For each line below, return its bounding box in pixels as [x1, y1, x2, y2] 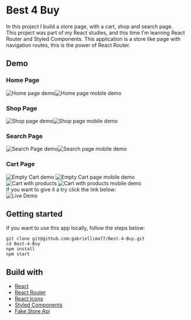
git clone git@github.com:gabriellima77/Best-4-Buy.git [6, 236, 145, 242]
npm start [6, 251, 30, 257]
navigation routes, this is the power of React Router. [6, 42, 130, 49]
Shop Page [6, 104, 38, 112]
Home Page [6, 76, 40, 84]
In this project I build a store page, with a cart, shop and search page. [6, 23, 173, 30]
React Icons [14, 295, 44, 302]
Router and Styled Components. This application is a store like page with [6, 35, 181, 42]
